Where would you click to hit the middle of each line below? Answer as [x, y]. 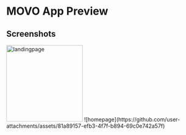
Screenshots [31, 34]
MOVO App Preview [57, 11]
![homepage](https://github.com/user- [132, 119]
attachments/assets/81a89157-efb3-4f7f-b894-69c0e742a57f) [86, 126]
